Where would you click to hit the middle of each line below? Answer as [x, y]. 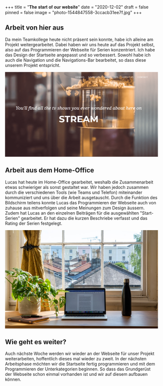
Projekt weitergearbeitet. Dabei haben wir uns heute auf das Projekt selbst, [80, 44]
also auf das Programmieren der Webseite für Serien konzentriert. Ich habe [80, 50]
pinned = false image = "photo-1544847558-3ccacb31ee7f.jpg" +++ [73, 12]
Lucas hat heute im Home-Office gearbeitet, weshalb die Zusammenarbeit [79, 182]
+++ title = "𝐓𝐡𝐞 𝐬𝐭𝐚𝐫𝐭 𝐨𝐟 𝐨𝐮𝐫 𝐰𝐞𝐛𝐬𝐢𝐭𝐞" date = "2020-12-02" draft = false [77, 7]
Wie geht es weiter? [36, 342]
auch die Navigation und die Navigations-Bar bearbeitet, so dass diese [76, 60]
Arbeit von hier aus [34, 28]
